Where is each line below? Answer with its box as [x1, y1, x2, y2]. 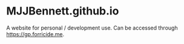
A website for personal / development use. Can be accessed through [6, 24, 178, 31]
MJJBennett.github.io [6, 4, 119, 18]
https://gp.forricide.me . [6, 30, 65, 37]
